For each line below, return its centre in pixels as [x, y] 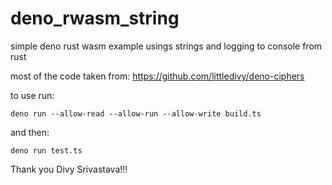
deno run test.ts [46, 150]
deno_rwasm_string [95, 18]
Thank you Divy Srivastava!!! [69, 169]
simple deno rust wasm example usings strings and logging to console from [166, 46]
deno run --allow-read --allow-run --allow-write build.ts [136, 113]
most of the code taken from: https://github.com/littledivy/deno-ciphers [157, 76]
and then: [30, 132]
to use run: [32, 95]
